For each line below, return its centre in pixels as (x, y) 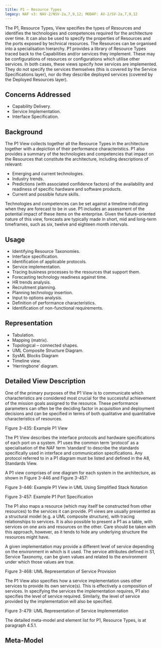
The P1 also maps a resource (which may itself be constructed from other (78, 506)
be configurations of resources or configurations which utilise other (73, 59)
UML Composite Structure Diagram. (48, 350)
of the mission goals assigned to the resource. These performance (72, 403)
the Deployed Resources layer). (36, 79)
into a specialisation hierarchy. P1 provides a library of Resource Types (76, 49)
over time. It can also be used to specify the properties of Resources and (78, 38)
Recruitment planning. (34, 287)
